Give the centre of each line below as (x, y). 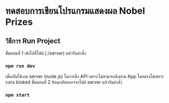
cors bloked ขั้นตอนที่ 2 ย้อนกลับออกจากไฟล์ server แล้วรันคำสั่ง (64, 82)
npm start (17, 95)
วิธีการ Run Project (33, 41)
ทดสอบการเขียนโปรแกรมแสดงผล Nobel (75, 11)
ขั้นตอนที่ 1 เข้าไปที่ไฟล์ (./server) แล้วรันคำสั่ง (46, 53)
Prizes (19, 22)
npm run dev (20, 66)
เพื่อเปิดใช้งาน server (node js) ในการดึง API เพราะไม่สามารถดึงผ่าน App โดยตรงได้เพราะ (85, 76)
